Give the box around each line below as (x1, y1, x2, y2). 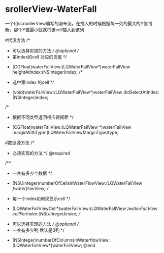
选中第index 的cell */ (12, 79, 54, 85)
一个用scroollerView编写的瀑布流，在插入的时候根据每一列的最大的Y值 (5, 20, 148, 26)
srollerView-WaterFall (5, 3, 97, 15)
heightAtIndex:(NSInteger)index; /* (12, 69, 83, 75)
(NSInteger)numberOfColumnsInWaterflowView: (12, 237, 110, 243)
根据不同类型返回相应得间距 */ (12, 114, 74, 120)
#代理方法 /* (5, 37, 31, 43)
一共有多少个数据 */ (12, 170, 52, 176)
